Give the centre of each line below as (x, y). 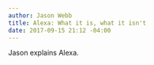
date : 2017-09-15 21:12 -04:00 (60, 30)
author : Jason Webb (40, 15)
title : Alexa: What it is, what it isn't (77, 23)
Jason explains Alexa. (43, 53)
